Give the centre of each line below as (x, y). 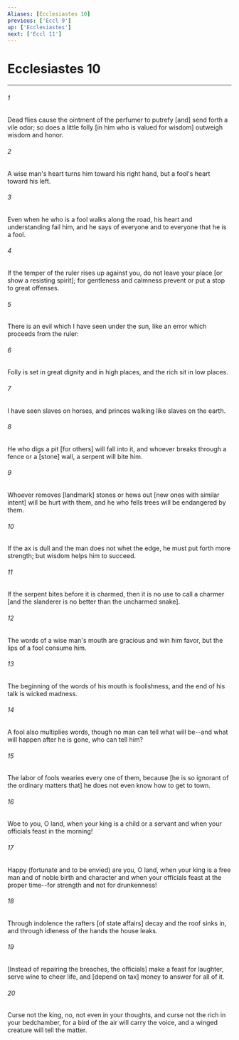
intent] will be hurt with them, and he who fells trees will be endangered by (117, 503)
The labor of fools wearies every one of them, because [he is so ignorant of (118, 778)
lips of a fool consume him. (47, 648)
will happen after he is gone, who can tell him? (75, 740)
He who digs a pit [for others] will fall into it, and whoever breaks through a (117, 448)
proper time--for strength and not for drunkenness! (83, 885)
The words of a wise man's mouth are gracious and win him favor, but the (115, 640)
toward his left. (29, 181)
